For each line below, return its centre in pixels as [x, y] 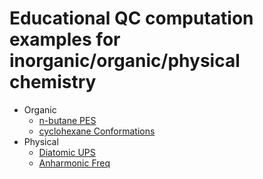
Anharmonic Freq [74, 163]
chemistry [53, 82]
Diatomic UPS [67, 152]
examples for [65, 39]
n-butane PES [67, 120]
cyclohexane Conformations [97, 131]
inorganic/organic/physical [125, 61]
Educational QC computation [131, 18]
